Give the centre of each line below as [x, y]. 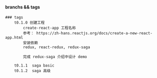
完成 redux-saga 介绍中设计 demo [55, 57]
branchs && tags [23, 7]
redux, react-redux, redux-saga [57, 47]
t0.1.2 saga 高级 [32, 71]
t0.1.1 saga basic [34, 66]
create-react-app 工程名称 [50, 28]
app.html [14, 38]
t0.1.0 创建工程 [29, 23]
